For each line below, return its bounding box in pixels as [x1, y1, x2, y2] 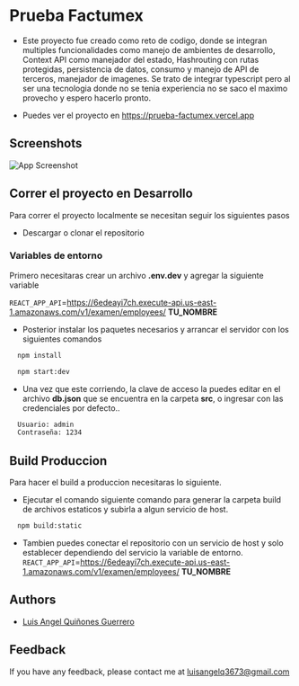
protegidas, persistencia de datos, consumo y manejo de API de [22, 64, 259, 75]
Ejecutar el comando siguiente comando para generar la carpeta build [22, 494, 281, 505]
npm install [17, 351, 63, 360]
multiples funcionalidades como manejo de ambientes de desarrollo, [22, 44, 276, 55]
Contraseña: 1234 [17, 428, 83, 437]
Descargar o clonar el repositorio [22, 227, 145, 238]
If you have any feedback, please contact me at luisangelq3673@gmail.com [9, 666, 290, 677]
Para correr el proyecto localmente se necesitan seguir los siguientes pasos [9, 209, 290, 220]
